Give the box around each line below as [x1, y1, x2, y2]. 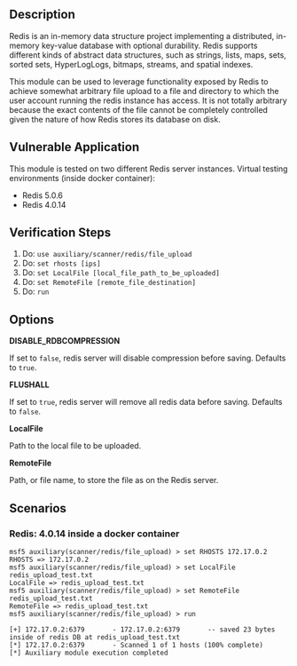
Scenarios [9, 501, 66, 516]
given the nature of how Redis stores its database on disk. [9, 114, 222, 124]
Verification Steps [9, 226, 112, 241]
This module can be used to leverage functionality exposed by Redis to [9, 75, 269, 87]
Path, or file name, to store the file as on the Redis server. [9, 475, 219, 486]
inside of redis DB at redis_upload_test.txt [9, 632, 180, 642]
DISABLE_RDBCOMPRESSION [9, 336, 121, 346]
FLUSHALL [9, 379, 51, 390]
